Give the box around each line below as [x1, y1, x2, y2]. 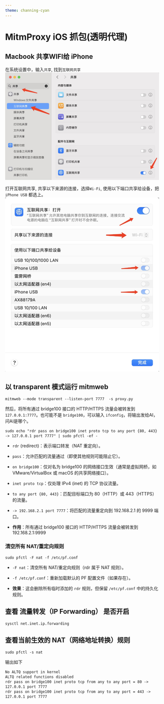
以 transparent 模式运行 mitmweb [5, 383, 108, 391]
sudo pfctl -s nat [5, 650, 43, 655]
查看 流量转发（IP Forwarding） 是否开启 [5, 607, 130, 616]
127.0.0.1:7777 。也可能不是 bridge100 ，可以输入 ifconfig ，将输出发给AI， [5, 412, 158, 418]
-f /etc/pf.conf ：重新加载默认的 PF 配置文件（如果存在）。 [12, 575, 133, 581]
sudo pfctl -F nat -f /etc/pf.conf [5, 555, 78, 560]
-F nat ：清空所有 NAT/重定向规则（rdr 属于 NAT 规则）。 [12, 564, 127, 570]
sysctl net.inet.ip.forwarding [5, 621, 69, 626]
